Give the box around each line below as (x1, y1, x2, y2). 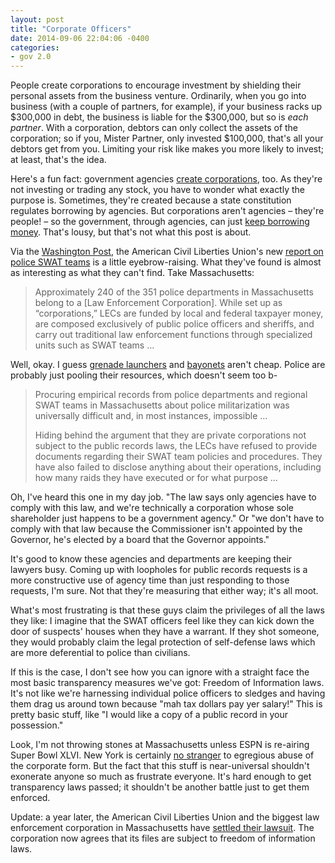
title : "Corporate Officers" (10, 24, 132, 34)
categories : (10, 42, 60, 53)
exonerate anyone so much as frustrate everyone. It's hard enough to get (10, 771, 312, 783)
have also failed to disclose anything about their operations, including (34, 461, 322, 473)
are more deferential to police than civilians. (10, 647, 191, 659)
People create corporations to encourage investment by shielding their (10, 79, 302, 91)
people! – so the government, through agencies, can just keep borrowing (10, 216, 310, 228)
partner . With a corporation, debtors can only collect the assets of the (10, 122, 299, 134)
